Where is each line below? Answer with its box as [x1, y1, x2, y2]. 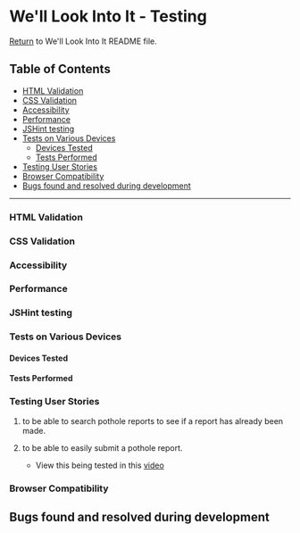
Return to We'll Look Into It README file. [9, 36, 158, 46]
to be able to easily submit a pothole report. [21, 442, 183, 453]
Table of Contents [9, 62, 112, 77]
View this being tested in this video [35, 460, 165, 471]
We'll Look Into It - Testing [9, 6, 207, 27]
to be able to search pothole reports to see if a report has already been [21, 415, 284, 426]
